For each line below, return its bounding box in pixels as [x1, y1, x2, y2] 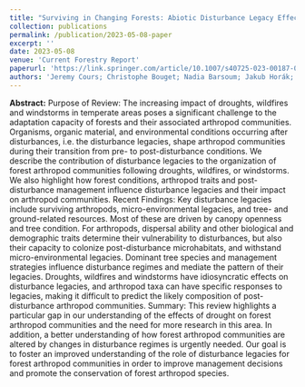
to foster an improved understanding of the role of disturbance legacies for [9, 348, 290, 359]
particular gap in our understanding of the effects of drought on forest [9, 310, 271, 321]
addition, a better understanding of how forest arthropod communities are [9, 329, 286, 340]
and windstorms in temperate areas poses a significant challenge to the [9, 106, 277, 118]
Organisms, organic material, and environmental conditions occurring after [9, 126, 289, 137]
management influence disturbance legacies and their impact [55, 184, 286, 195]
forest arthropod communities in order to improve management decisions [9, 358, 283, 369]
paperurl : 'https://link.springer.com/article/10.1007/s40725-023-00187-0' [9, 64, 302, 74]
